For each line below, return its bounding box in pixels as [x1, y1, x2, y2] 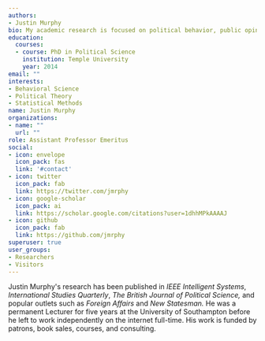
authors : [8, 11, 37, 20]
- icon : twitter [8, 172, 62, 181]
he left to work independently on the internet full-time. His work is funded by [8, 316, 257, 325]
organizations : [8, 114, 58, 122]
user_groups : [8, 246, 51, 254]
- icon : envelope [8, 150, 65, 158]
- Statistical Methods [8, 99, 83, 107]
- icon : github [8, 217, 58, 224]
